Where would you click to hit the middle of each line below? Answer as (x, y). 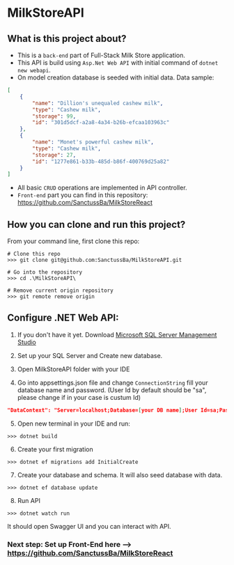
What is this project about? (67, 39)
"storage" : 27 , (54, 155)
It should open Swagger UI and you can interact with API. (89, 526)
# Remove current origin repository (60, 291)
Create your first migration (55, 449)
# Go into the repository (45, 272)
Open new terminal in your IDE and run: (74, 424)
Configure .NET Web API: (63, 318)
